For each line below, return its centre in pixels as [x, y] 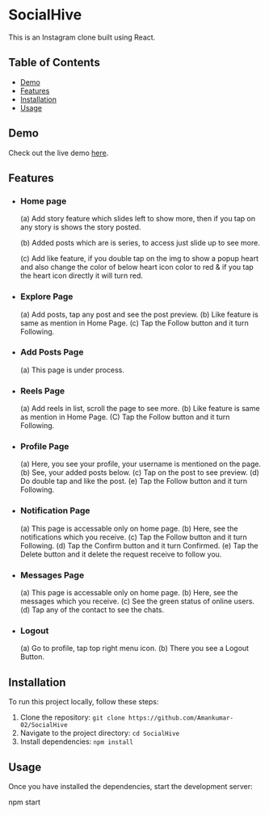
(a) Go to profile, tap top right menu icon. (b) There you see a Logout [134, 649]
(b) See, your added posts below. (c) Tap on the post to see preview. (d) [140, 473]
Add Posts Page [52, 352]
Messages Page [52, 575]
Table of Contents [55, 63]
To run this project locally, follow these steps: [84, 702]
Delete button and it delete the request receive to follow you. [121, 554]
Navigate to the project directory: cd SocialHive [100, 733]
